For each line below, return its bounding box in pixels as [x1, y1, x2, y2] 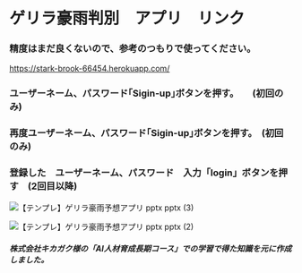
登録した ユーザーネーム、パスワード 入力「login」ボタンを [9, 166, 280, 179]
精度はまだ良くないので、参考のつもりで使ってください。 [9, 42, 256, 55]
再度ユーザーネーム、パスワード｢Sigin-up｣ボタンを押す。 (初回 [9, 127, 284, 140]
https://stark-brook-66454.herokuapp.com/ [9, 64, 170, 74]
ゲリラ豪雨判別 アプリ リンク [9, 8, 246, 29]
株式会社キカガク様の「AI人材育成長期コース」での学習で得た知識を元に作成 [9, 243, 292, 254]
